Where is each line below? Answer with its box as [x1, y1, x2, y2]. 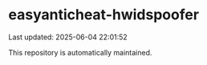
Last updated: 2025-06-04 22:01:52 [8, 32, 128, 42]
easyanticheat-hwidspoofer [8, 6, 199, 24]
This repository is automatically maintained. [8, 47, 152, 57]
